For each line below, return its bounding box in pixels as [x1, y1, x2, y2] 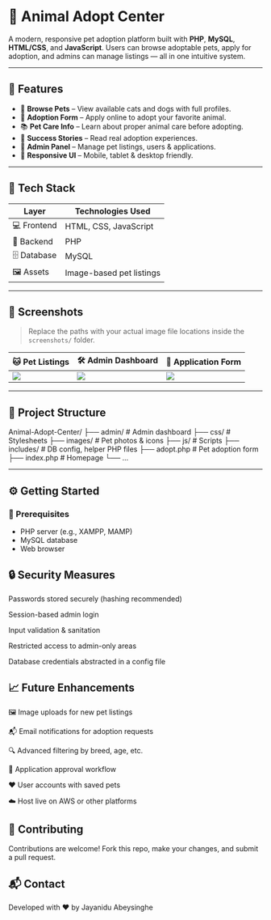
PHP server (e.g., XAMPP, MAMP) [19, 526, 133, 536]
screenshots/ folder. [27, 335, 95, 345]
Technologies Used [74, 206, 151, 217]
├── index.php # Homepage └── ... [8, 453, 129, 463]
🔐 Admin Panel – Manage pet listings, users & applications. [19, 142, 216, 151]
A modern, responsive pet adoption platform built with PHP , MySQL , [8, 34, 236, 44]
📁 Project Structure [8, 405, 106, 419]
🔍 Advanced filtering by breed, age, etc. [8, 745, 144, 755]
